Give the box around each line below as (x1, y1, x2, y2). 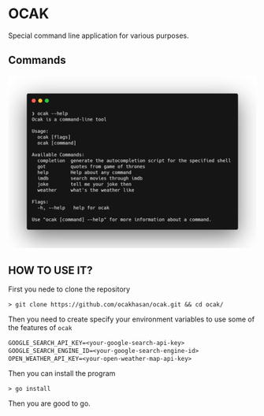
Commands (8, 54, 67, 67)
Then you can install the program (8, 368, 116, 378)
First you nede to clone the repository (8, 284, 131, 294)
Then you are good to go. (8, 399, 91, 408)
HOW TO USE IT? (8, 263, 93, 277)
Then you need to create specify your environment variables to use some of (8, 314, 255, 324)
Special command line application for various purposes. (8, 31, 189, 40)
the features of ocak (8, 322, 73, 332)
